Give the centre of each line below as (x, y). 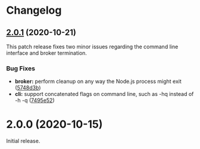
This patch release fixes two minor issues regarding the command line (92, 46)
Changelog (34, 10)
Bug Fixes (21, 68)
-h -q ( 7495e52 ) (35, 100)
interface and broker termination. (47, 53)
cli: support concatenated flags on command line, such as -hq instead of (104, 94)
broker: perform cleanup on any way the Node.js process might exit (98, 82)
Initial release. (23, 141)
